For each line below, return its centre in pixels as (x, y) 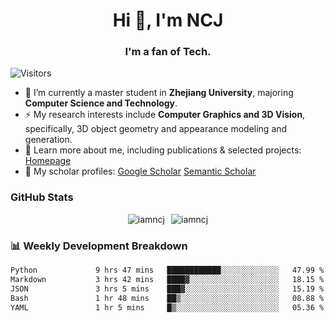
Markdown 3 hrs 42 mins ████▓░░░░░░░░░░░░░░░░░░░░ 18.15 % (167, 279)
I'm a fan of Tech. (168, 52)
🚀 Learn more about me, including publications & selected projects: (163, 150)
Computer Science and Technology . (101, 103)
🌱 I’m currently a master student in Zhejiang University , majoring (159, 93)
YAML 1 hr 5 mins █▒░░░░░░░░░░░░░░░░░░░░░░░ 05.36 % (167, 307)
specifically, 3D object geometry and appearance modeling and (156, 129)
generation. (48, 140)
